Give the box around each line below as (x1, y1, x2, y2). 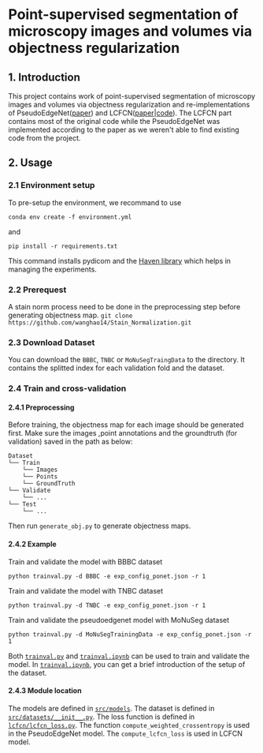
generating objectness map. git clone (8, 310, 133, 320)
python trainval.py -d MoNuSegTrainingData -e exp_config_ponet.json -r (8, 630, 252, 639)
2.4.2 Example (8, 539, 57, 549)
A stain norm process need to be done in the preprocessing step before (8, 302, 241, 311)
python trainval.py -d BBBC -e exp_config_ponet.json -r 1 (8, 572, 206, 580)
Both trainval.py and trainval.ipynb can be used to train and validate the (8, 651, 250, 661)
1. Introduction (8, 70, 80, 84)
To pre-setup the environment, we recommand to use (8, 197, 182, 207)
